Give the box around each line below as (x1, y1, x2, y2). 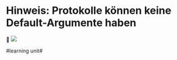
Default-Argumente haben (6, 16, 137, 29)
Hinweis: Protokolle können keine (6, 4, 172, 17)
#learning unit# (6, 47, 43, 54)
